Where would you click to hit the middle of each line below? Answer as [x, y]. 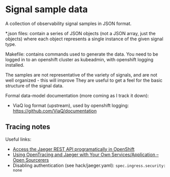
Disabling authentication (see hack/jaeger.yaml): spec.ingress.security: [89, 165]
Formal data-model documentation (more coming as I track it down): [77, 95]
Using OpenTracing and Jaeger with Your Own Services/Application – [86, 155]
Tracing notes [28, 127]
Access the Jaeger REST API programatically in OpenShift [74, 149]
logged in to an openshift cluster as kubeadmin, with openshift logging [79, 59]
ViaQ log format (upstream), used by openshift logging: [71, 105]
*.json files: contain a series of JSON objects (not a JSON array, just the [80, 33]
